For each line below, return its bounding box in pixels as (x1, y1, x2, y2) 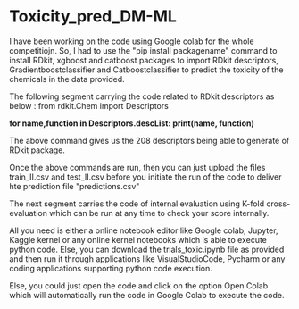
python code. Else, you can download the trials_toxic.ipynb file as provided (9, 244, 285, 255)
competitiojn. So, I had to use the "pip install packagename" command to (9, 45, 278, 55)
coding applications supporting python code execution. (9, 263, 212, 273)
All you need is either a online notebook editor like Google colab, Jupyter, (9, 225, 278, 236)
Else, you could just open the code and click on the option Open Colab (9, 280, 269, 291)
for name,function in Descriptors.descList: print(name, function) (9, 118, 254, 129)
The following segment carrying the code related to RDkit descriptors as (9, 91, 275, 102)
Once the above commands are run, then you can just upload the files (9, 162, 266, 172)
